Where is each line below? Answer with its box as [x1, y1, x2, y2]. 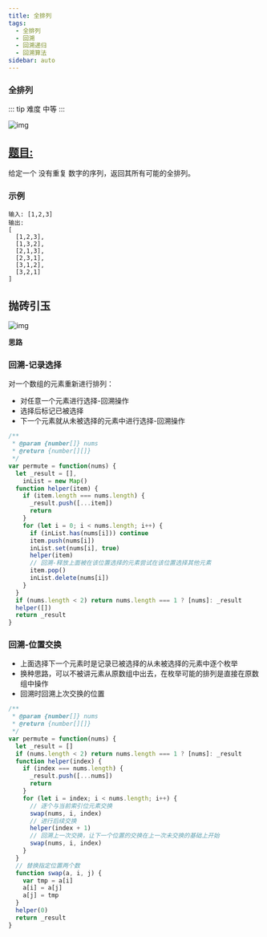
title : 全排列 [8, 11, 52, 20]
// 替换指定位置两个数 [15, 862, 80, 870]
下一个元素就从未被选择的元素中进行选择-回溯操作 [19, 416, 186, 426]
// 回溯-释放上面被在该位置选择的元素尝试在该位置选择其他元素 [29, 559, 212, 567]
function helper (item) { [15, 485, 99, 493]
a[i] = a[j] [22, 884, 63, 892]
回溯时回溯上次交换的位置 [19, 689, 105, 699]
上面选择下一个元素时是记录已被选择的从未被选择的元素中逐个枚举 [19, 659, 238, 668]
